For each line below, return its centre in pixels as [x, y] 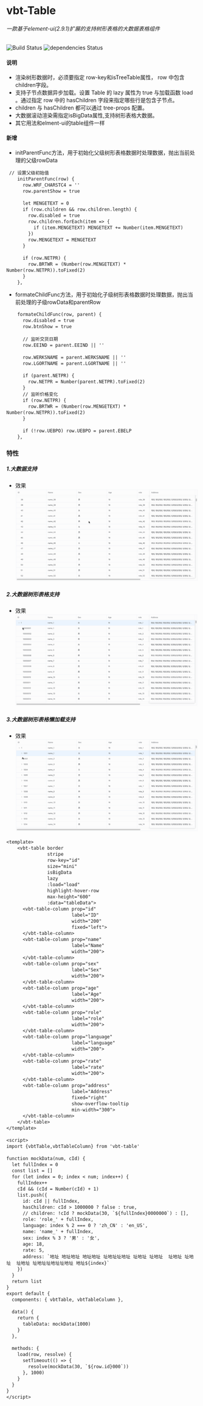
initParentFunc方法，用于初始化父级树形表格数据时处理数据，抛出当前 [102, 152]
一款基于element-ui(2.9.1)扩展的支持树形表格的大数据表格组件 [83, 29]
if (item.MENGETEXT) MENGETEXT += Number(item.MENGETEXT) [108, 228]
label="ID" [85, 915]
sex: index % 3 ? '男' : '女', [61, 1238]
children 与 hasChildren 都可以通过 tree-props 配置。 [81, 108]
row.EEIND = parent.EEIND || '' [63, 345]
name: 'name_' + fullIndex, [58, 1231]
